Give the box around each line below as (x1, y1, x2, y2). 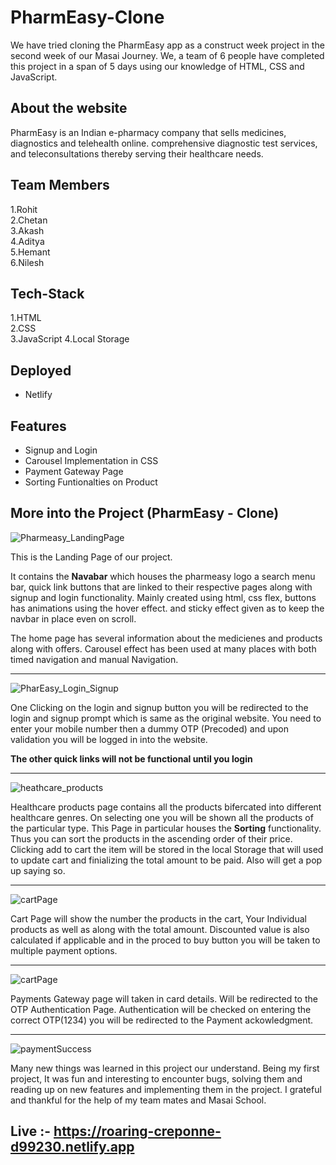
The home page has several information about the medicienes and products (10, 632, 323, 644)
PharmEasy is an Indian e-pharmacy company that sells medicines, (10, 126, 287, 138)
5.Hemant (10, 246, 51, 258)
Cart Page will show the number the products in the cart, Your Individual (10, 912, 307, 925)
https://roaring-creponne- (53, 1123, 222, 1140)
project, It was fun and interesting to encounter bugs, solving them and (10, 1072, 303, 1085)
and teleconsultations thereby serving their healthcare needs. (10, 147, 264, 160)
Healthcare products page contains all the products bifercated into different (10, 801, 322, 813)
